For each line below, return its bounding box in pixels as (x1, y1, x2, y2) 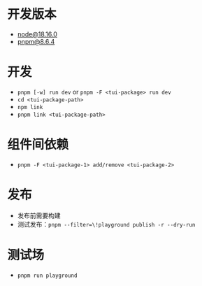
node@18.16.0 (17, 29, 57, 38)
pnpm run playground (17, 272, 78, 279)
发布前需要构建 (17, 211, 61, 220)
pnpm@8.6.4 (17, 37, 55, 45)
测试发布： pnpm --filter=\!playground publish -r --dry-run (17, 220, 196, 228)
